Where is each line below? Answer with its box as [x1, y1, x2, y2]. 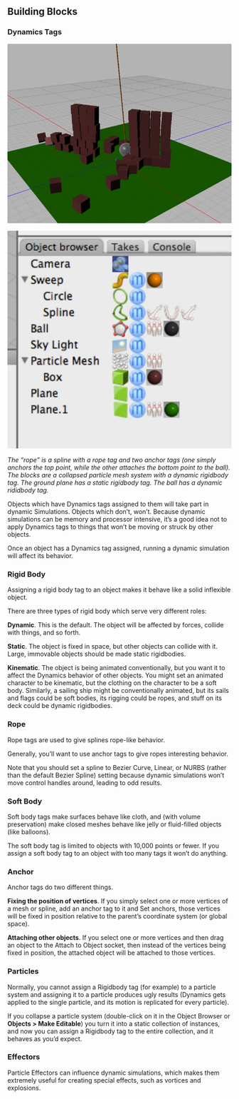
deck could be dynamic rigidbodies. [7, 702, 112, 710]
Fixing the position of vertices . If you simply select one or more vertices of [7, 897, 229, 906]
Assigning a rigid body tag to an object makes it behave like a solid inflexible [7, 585, 231, 594]
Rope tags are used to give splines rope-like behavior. [7, 735, 166, 744]
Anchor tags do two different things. [7, 883, 114, 891]
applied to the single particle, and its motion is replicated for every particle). [7, 998, 230, 1006]
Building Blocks [7, 6, 78, 18]
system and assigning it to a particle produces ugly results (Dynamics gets [7, 990, 226, 998]
